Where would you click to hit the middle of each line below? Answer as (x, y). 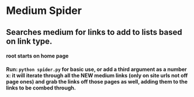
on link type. (29, 41)
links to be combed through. (41, 88)
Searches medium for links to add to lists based (94, 32)
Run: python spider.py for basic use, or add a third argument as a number (96, 69)
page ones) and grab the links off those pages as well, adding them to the (97, 81)
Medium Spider (44, 11)
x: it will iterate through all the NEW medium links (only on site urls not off (97, 75)
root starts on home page (37, 56)
